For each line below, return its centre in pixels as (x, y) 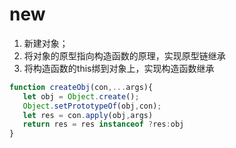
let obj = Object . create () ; (81, 96)
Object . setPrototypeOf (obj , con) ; (92, 106)
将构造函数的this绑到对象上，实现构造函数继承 (119, 68)
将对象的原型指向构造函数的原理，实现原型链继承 (124, 55)
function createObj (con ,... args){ (81, 87)
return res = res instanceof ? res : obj (103, 124)
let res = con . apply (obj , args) (88, 115)
